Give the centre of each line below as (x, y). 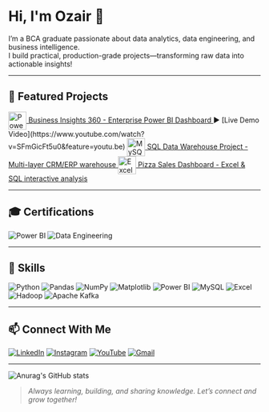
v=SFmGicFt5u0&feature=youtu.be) (67, 146)
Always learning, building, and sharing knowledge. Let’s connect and (142, 391)
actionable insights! (40, 64)
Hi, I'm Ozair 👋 (56, 16)
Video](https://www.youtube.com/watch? (76, 134)
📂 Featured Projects (58, 96)
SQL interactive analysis (48, 178)
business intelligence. (44, 46)
